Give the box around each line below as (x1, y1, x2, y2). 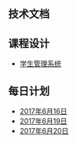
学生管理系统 (19, 59, 61, 68)
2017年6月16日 (19, 107, 68, 116)
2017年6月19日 (19, 116, 68, 126)
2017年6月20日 (19, 126, 69, 136)
